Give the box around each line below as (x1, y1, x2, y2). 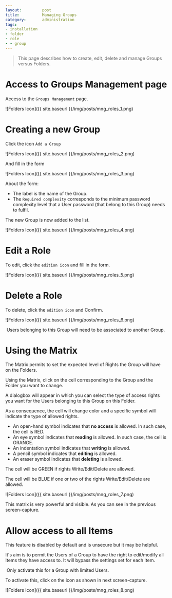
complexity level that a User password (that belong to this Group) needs (12, 201, 165, 207)
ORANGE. (12, 440, 33, 446)
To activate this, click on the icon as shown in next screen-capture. (5, 577, 147, 584)
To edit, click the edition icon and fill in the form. (5, 262, 110, 268)
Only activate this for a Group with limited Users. (6, 567, 109, 573)
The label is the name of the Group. (12, 190, 88, 196)
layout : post (5, 7, 52, 13)
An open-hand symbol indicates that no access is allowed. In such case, (12, 423, 167, 429)
